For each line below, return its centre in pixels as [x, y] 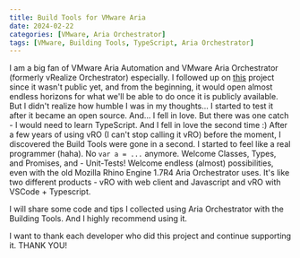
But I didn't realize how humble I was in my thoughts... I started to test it [141, 106]
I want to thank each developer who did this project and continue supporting [150, 236]
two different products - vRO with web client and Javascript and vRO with [145, 182]
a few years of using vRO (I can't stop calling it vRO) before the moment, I [145, 134]
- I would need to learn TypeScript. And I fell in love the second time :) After [149, 125]
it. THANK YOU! [39, 245]
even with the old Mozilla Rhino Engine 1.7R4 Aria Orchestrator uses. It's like [150, 173]
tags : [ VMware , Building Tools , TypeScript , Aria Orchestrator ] [132, 43]
